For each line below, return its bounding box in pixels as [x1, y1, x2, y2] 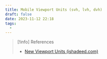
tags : [5, 21, 16, 26]
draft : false [5, 12, 32, 17]
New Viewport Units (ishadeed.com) [24, 49, 99, 55]
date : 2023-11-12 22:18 [5, 16, 54, 21]
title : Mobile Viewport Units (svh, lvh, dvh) [5, 7, 103, 12]
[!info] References [17, 39, 54, 45]
